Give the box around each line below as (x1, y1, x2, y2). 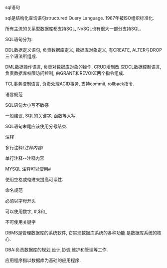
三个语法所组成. (5, 53, 37, 59)
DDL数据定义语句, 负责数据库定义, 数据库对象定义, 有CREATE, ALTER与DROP (5, 47, 163, 53)
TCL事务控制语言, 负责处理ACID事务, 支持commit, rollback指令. (5, 81, 135, 87)
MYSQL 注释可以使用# (5, 166, 51, 172)
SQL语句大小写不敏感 (5, 102, 49, 108)
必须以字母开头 (5, 198, 36, 204)
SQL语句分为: (5, 37, 33, 42)
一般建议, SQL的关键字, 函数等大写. (5, 113, 77, 119)
